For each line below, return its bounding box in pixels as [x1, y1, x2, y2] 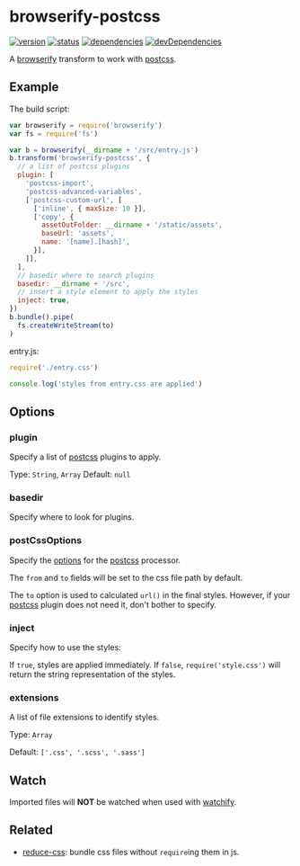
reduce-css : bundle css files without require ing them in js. [22, 846, 240, 857]
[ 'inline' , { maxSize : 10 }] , [32, 204, 146, 213]
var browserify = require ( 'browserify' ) [9, 121, 163, 129]
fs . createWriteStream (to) [17, 321, 115, 330]
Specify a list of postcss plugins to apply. [9, 451, 162, 462]
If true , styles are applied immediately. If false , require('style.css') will [9, 659, 281, 670]
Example [9, 79, 59, 95]
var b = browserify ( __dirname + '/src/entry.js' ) [9, 146, 199, 155]
